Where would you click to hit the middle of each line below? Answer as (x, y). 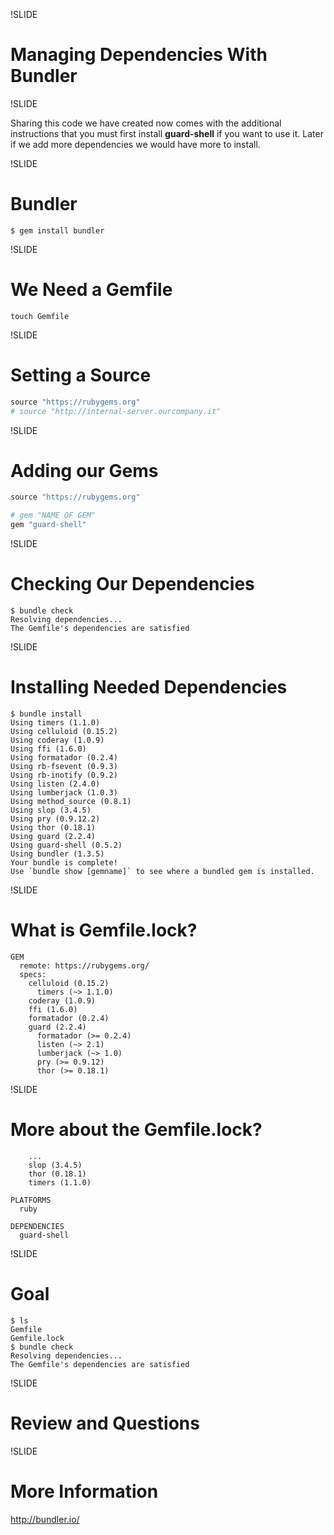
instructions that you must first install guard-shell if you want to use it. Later (167, 133)
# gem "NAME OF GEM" (53, 515)
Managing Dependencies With (139, 55)
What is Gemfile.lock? (104, 930)
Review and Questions (105, 1423)
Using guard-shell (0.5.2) (66, 845)
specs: (33, 974)
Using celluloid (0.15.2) (64, 731)
